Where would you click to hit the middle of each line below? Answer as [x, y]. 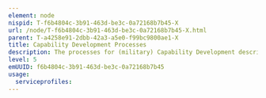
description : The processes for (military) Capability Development [122, 52]
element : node [32, 15]
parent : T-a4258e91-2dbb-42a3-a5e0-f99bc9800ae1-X [93, 38]
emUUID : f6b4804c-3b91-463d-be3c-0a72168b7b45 [86, 67]
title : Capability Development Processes [78, 45]
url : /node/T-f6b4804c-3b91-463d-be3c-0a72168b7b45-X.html [108, 30]
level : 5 [23, 60]
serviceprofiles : [44, 81]
